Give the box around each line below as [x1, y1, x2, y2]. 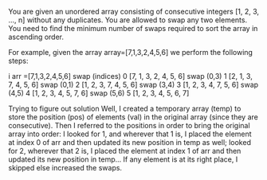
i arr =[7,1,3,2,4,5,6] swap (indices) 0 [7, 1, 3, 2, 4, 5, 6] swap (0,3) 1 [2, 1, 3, [8, 72, 253, 80]
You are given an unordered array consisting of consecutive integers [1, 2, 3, [8, 7, 260, 16]
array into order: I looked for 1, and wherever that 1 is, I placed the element [8, 129, 253, 139]
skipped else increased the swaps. [8, 163, 122, 172]
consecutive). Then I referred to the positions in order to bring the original [8, 121, 250, 130]
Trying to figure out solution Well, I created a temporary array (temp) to [8, 104, 241, 113]
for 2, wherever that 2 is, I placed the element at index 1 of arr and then [8, 147, 241, 155]
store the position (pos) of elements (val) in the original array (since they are [8, 112, 259, 122]
